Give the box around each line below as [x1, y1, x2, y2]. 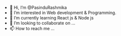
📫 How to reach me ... [9, 26, 55, 31]
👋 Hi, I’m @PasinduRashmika [9, 5, 67, 10]
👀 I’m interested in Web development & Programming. [9, 10, 117, 16]
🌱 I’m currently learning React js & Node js [9, 15, 94, 20]
